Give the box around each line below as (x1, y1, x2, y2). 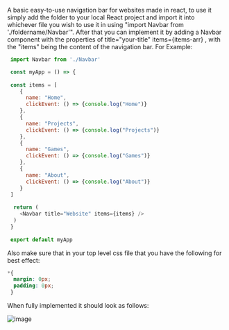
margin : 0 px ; (13, 276, 51, 283)
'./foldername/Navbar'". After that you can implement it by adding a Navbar (7, 28, 222, 36)
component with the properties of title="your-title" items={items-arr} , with (7, 35, 221, 44)
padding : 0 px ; (13, 282, 54, 290)
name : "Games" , (25, 146, 70, 153)
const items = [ (10, 81, 58, 89)
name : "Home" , (25, 94, 67, 101)
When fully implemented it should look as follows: (7, 302, 149, 309)
